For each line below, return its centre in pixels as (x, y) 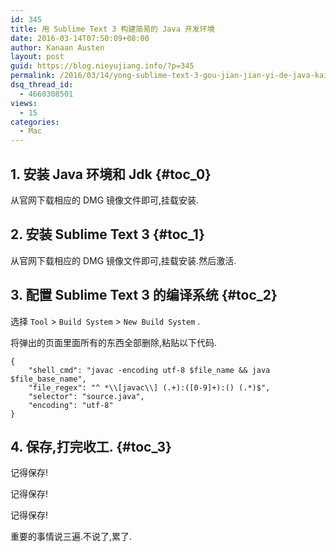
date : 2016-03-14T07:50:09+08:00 (80, 38)
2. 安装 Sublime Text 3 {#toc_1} (107, 234)
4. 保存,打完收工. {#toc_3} (91, 446)
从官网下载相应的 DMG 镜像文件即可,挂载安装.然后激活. (123, 260)
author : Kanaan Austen (57, 47)
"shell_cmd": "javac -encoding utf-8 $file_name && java (149, 370)
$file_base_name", (48, 379)
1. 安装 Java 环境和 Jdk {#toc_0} (111, 174)
